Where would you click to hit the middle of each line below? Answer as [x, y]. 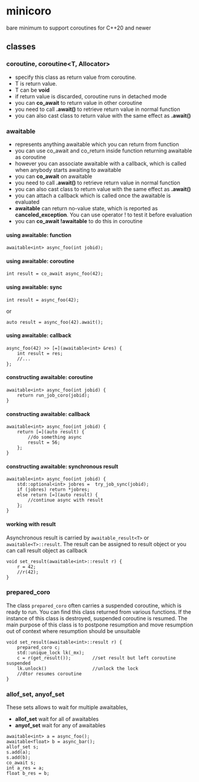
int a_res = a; [25, 768]
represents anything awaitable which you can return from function [97, 144]
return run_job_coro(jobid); [54, 395]
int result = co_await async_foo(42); [55, 274]
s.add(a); [19, 752]
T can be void [32, 90]
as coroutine [30, 157]
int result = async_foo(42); [43, 300]
